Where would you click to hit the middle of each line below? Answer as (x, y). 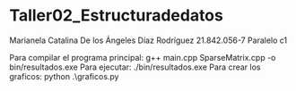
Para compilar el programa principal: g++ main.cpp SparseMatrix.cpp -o (143, 57)
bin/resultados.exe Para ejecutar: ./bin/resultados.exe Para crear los (135, 67)
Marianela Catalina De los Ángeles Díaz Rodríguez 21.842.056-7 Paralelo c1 (148, 40)
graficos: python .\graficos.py (64, 76)
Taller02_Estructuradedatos (117, 16)
